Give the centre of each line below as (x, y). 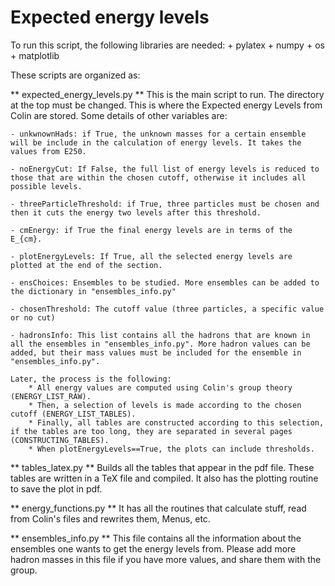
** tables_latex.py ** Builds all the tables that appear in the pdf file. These (162, 467)
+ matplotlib (35, 55)
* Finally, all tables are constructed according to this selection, (176, 422)
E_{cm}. (26, 239)
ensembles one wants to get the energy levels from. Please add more (153, 548)
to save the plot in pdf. (56, 488)
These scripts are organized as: (75, 75)
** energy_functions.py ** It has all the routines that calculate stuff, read (158, 508)
